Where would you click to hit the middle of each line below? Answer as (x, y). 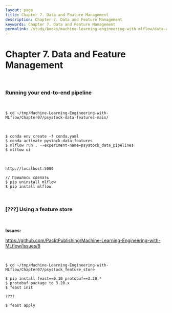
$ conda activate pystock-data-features (49, 141)
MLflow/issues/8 (23, 245)
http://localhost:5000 (29, 169)
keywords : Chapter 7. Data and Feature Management (60, 24)
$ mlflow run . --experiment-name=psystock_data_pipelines (70, 146)
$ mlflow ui (18, 150)
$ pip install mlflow (28, 187)
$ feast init (19, 287)
